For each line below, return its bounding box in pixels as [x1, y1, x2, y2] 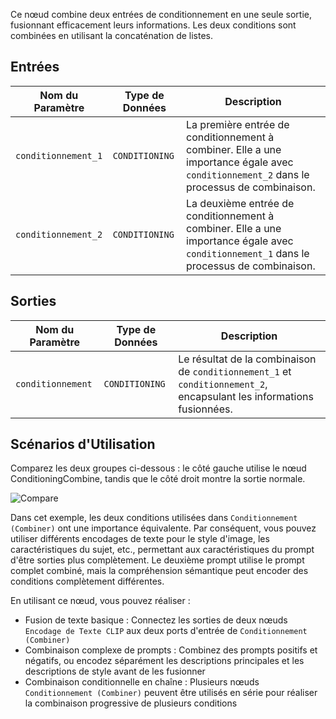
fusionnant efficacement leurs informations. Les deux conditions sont [10, 19, 297, 31]
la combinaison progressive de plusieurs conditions [24, 697, 238, 709]
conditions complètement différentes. [10, 575, 165, 588]
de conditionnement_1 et [178, 364, 292, 378]
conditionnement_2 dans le [186, 167, 310, 181]
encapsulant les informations [178, 389, 314, 403]
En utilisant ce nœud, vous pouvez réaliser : [10, 595, 191, 607]
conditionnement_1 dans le [186, 246, 310, 260]
